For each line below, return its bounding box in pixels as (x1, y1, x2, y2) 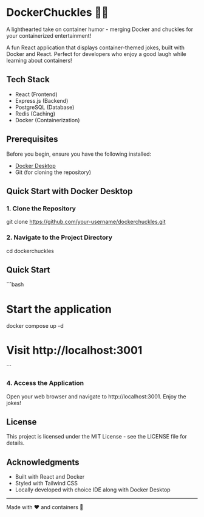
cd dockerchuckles (6, 247, 55, 254)
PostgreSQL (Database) (15, 103, 75, 111)
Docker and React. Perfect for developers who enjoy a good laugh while (6, 50, 186, 57)
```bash (6, 281, 24, 288)
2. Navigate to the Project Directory (6, 234, 113, 242)
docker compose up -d (6, 322, 64, 330)
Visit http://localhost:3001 (6, 344, 143, 358)
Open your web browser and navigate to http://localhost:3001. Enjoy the (6, 392, 186, 400)
